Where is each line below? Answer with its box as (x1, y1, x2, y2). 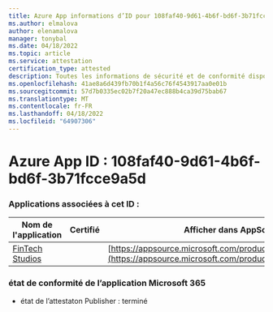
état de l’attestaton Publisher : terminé (19, 296, 148, 306)
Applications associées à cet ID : (8, 198, 140, 209)
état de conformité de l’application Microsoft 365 (8, 277, 206, 288)
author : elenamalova (8, 27, 79, 35)
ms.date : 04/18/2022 (8, 42, 79, 50)
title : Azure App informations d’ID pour (8, 11, 151, 20)
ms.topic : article (8, 49, 71, 58)
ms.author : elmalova (8, 19, 79, 28)
